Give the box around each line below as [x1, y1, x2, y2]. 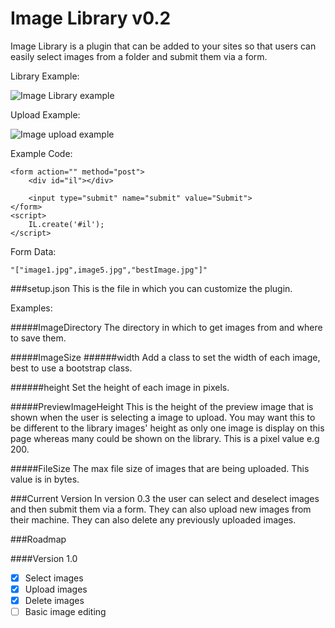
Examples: [10, 302, 53, 314]
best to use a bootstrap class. [10, 362, 133, 374]
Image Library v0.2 [10, 7, 172, 30]
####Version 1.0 [10, 552, 78, 564]
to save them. [10, 332, 67, 344]
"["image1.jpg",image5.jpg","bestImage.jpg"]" [10, 265, 208, 275]
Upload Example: [10, 108, 81, 121]
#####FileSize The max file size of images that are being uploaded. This [10, 462, 310, 474]
